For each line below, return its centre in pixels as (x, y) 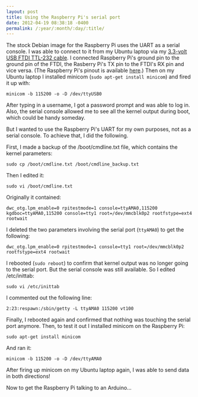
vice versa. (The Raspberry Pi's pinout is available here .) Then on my (90, 71)
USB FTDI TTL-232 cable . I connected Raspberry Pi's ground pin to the (93, 58)
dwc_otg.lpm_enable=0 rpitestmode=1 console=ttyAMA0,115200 (82, 208)
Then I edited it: (25, 176)
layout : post (22, 12)
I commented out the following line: (49, 298)
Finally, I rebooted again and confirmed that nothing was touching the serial (98, 320)
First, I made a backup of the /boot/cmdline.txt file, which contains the (92, 147)
